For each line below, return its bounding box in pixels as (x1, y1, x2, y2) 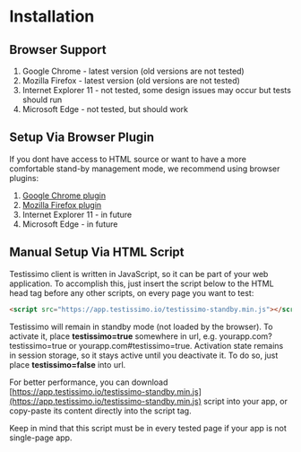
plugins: (9, 172, 39, 183)
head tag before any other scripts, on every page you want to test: (9, 287, 254, 298)
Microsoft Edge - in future (21, 218, 118, 230)
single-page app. (9, 432, 73, 443)
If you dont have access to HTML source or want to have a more (9, 153, 246, 164)
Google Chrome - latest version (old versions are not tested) (21, 65, 245, 76)
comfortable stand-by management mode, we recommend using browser (9, 163, 280, 174)
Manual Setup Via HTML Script (9, 245, 185, 260)
